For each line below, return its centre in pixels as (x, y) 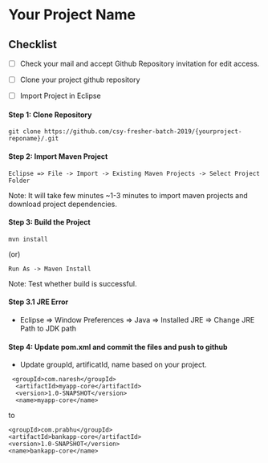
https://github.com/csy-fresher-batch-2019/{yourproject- (143, 132)
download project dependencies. (63, 204)
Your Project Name (72, 15)
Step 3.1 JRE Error (39, 302)
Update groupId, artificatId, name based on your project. (113, 365)
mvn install (28, 239)
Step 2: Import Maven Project (58, 156)
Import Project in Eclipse (61, 96)
